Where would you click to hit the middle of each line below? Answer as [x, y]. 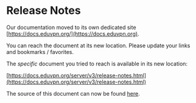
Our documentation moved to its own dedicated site [71, 27]
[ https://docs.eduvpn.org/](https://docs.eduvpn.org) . [73, 33]
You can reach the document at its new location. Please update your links [98, 45]
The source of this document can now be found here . [73, 93]
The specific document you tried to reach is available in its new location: [97, 64]
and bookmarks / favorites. [40, 51]
